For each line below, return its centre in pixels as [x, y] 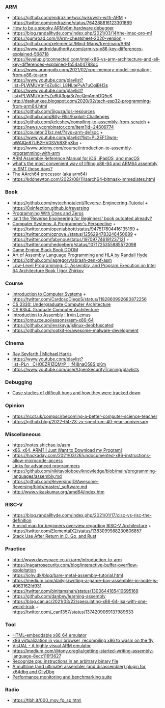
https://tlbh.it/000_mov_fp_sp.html [47, 700]
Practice [15, 549]
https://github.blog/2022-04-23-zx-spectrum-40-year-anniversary [80, 421]
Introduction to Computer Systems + [49, 294]
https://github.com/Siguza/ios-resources [54, 111]
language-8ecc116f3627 [37, 656]
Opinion [15, 406]
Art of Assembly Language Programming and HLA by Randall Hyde [80, 255]
